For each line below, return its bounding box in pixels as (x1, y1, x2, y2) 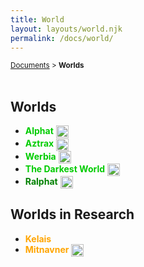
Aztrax (24, 137, 55, 150)
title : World (10, 14, 65, 25)
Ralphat (24, 175, 58, 187)
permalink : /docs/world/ (10, 33, 114, 43)
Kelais (24, 232, 52, 245)
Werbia (24, 150, 57, 162)
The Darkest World (24, 162, 106, 175)
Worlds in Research (10, 206, 135, 223)
